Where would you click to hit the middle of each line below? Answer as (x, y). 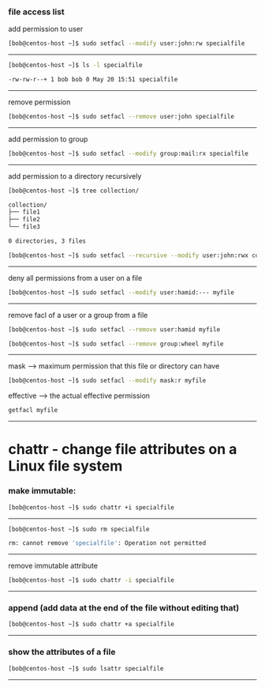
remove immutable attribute (53, 566)
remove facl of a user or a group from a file (78, 315)
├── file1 (24, 212)
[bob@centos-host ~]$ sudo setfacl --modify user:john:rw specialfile (127, 43)
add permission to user (46, 29)
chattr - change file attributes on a (123, 450)
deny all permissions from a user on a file (75, 278)
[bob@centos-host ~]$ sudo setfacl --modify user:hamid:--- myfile (121, 292)
